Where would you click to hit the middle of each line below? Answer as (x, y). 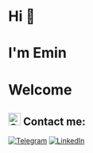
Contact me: (54, 121)
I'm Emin (38, 53)
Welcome (40, 89)
